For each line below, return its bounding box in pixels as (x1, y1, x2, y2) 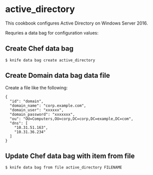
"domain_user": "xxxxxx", (10, 107, 64, 112)
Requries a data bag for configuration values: (5, 30, 99, 36)
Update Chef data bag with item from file (5, 151, 135, 160)
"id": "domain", (10, 99, 44, 104)
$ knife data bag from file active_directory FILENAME (5, 165, 122, 170)
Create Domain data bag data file (5, 71, 110, 80)
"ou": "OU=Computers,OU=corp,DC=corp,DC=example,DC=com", (10, 116, 134, 121)
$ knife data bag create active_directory (5, 58, 95, 63)
